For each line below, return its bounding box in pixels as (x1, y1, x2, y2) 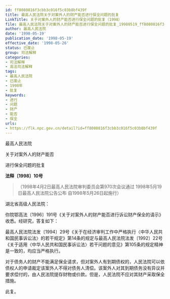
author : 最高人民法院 (5, 26, 47, 32)
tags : (5, 69, 17, 74)
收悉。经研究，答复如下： (5, 218, 59, 224)
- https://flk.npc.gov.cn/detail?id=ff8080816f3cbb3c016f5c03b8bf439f (5, 126, 157, 131)
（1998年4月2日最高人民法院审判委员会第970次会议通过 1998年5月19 (17, 184, 162, 190)
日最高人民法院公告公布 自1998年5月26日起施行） (17, 190, 121, 196)
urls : (5, 121, 17, 126)
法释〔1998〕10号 (5, 172, 43, 178)
